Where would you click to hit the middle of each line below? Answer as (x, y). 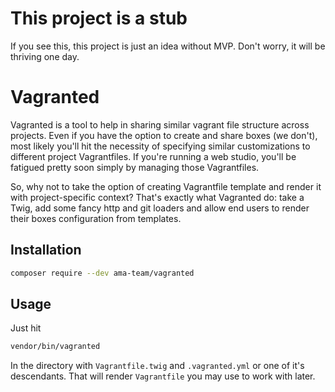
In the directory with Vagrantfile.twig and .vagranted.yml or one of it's (157, 366)
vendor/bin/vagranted (55, 347)
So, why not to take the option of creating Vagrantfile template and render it (166, 186)
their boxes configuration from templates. (96, 218)
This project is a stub (99, 18)
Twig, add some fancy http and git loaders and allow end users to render (160, 208)
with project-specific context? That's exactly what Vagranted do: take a (157, 197)
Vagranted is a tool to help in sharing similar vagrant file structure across (160, 124)
